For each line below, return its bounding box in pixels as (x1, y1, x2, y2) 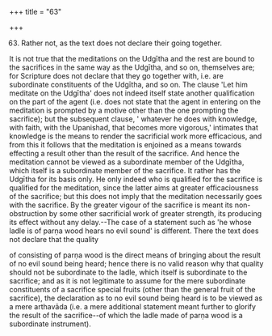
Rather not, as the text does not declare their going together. (20, 38, 223, 48)
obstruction (9, 209, 48, 218)
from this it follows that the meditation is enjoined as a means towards (9, 140, 242, 149)
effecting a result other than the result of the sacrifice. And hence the (9, 149, 241, 158)
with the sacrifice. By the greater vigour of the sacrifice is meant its (9, 200, 233, 210)
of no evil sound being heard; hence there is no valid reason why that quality (9, 259, 264, 268)
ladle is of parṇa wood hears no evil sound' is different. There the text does (9, 226, 259, 236)
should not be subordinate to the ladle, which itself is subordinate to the (9, 267, 248, 277)
